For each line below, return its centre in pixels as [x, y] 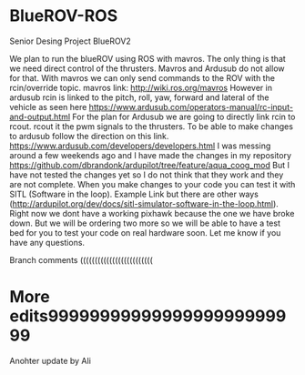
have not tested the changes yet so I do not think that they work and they [147, 175]
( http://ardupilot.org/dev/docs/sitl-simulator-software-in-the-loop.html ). [144, 203]
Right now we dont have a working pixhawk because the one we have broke [152, 213]
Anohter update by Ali [50, 360]
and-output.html [40, 117]
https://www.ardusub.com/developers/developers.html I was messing [140, 146]
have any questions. [47, 242]
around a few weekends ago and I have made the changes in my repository [151, 155]
